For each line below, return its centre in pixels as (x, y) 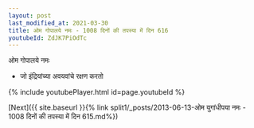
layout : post (30, 16)
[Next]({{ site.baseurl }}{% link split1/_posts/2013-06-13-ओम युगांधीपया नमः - (127, 107)
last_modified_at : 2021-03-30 (59, 23)
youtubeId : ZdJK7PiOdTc (48, 38)
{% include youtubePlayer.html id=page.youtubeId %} (97, 92)
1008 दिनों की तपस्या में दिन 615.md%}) (63, 117)
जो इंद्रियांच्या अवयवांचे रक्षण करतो (61, 76)
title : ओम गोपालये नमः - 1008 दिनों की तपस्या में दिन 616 (88, 30)
